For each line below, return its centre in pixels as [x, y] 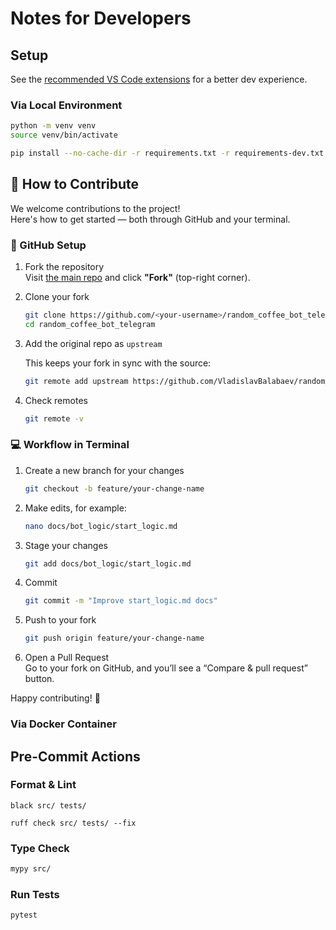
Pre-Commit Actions [75, 756]
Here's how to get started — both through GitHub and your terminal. [150, 219]
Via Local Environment [66, 105]
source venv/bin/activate [64, 135]
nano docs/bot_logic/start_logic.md [101, 526]
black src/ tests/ [48, 805]
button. [39, 679]
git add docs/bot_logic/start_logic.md [108, 563]
